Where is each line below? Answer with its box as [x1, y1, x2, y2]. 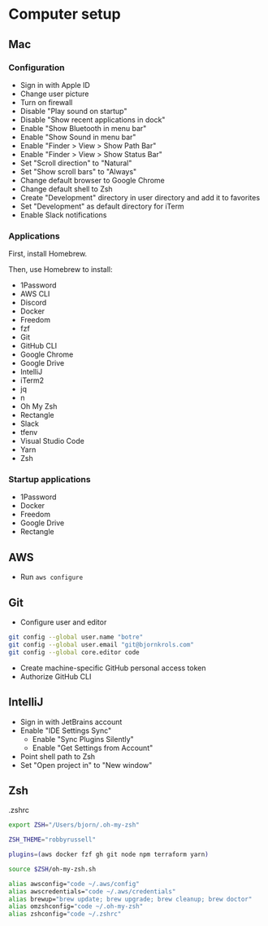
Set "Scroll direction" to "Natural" [19, 158, 132, 168]
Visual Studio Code [19, 437, 85, 446]
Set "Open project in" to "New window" [19, 760, 153, 770]
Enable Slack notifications [19, 209, 107, 220]
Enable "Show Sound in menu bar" [19, 132, 136, 142]
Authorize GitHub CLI [19, 671, 92, 681]
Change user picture [19, 89, 89, 99]
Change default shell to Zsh [19, 184, 113, 194]
